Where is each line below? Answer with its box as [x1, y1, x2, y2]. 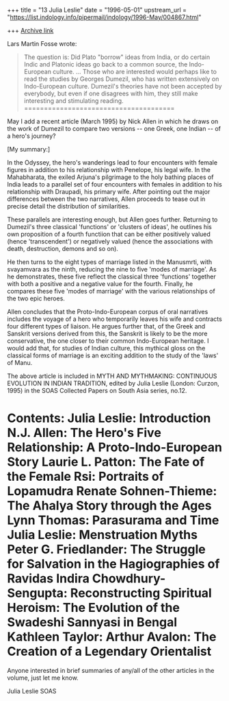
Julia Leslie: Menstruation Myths [7, 527, 198, 543]
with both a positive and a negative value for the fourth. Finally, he [7, 280, 193, 287]
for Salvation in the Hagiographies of [7, 556, 220, 572]
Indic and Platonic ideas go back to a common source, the [23, 60, 188, 68]
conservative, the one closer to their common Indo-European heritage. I [7, 337, 209, 345]
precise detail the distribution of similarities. [7, 202, 131, 210]
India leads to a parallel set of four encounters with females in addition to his [7, 180, 222, 188]
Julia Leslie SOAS [7, 687, 57, 695]
